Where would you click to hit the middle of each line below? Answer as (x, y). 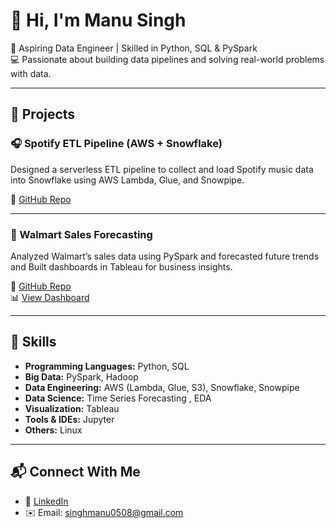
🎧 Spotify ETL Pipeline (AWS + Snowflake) (116, 144)
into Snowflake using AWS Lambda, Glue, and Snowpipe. (127, 180)
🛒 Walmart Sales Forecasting (81, 234)
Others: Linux (53, 430)
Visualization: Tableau (72, 408)
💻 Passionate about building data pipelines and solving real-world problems (167, 59)
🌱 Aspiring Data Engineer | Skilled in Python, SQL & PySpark (134, 48)
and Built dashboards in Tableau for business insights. (121, 266)
